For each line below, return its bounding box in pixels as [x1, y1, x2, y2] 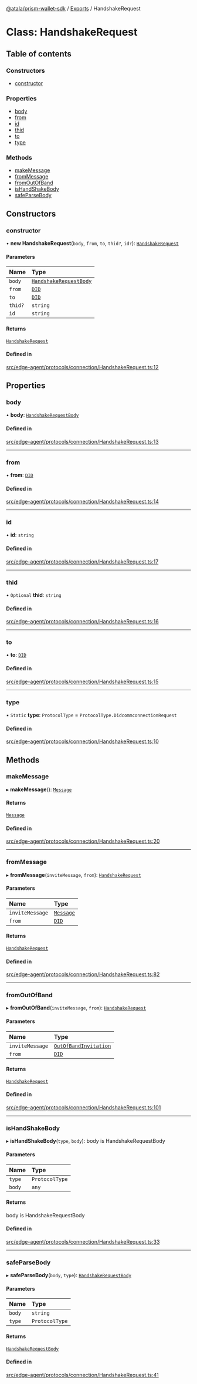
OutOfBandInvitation [53, 1042, 111, 1049]
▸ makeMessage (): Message [6, 786, 72, 793]
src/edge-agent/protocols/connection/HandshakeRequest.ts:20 [6, 838, 160, 845]
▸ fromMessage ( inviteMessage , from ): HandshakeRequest [6, 871, 142, 878]
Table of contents [6, 49, 72, 59]
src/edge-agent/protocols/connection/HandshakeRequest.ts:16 [6, 618, 159, 625]
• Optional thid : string [6, 591, 62, 598]
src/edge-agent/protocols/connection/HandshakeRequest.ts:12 [6, 363, 159, 370]
